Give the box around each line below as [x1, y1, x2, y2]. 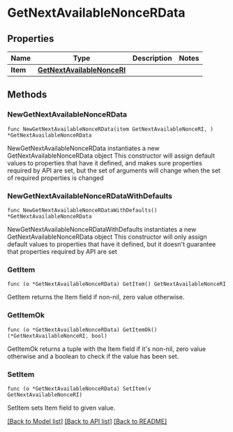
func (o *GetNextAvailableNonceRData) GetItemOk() [7, 326, 158, 333]
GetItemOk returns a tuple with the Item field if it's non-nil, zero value [7, 344, 206, 353]
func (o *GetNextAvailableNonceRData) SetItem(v [7, 385, 151, 392]
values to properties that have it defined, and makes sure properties [7, 158, 202, 167]
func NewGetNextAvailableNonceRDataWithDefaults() [7, 207, 158, 214]
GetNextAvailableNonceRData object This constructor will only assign [7, 232, 207, 241]
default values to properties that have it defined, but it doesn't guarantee [7, 239, 216, 248]
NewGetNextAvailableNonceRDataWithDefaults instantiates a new [7, 225, 197, 233]
